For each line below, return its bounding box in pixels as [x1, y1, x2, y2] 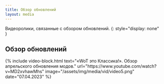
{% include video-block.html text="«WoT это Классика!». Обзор [5, 58, 137, 64]
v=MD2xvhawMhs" [5, 69, 44, 75]
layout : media [5, 12, 35, 17]
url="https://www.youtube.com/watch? [77, 63, 157, 69]
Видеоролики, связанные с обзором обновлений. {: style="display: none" [5, 25, 160, 31]
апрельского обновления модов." [5, 63, 77, 69]
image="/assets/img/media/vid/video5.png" [45, 69, 135, 75]
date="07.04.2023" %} [5, 74, 52, 80]
